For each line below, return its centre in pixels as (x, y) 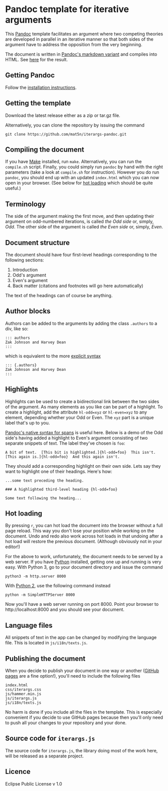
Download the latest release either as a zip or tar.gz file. (63, 115)
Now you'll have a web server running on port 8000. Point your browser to (82, 604)
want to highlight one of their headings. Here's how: (59, 471)
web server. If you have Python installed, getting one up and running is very (83, 562)
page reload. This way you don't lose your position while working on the (80, 531)
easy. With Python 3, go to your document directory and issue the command (84, 567)
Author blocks (28, 311)
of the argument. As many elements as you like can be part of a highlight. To (84, 407)
